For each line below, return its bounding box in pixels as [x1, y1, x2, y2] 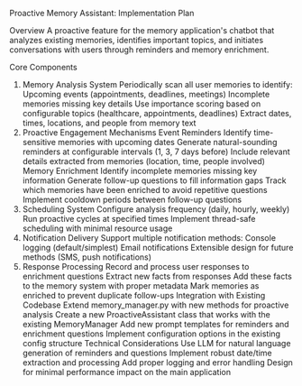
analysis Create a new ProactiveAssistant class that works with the [22, 309, 270, 319]
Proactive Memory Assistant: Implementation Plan [9, 8, 195, 18]
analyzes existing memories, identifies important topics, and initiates [9, 35, 264, 45]
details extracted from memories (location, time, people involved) [22, 156, 266, 166]
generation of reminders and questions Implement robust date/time [22, 347, 272, 358]
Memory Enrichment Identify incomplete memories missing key [22, 166, 258, 176]
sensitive [22, 137, 57, 147]
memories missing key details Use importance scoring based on [22, 98, 261, 109]
